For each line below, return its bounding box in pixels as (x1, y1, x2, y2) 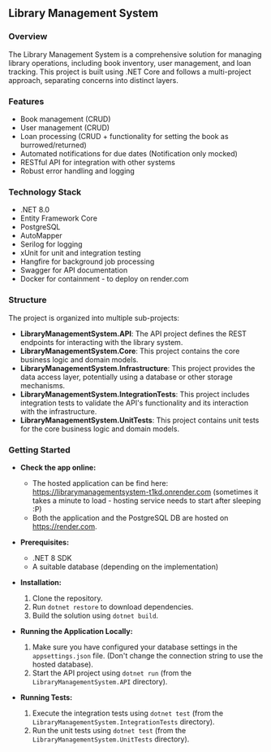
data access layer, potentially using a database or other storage (19, 372, 233, 382)
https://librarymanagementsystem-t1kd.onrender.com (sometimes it (32, 487, 259, 496)
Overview (8, 31, 48, 42)
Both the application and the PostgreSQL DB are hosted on (32, 513, 229, 522)
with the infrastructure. (19, 406, 97, 416)
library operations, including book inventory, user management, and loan (8, 58, 252, 68)
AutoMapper (19, 231, 62, 241)
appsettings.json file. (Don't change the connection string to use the (32, 650, 264, 660)
